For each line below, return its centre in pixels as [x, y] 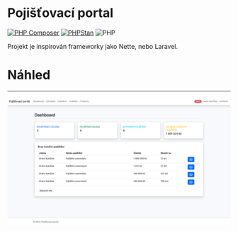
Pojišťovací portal [61, 13]
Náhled [29, 75]
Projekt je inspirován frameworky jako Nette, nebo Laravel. [93, 46]
